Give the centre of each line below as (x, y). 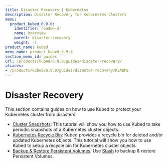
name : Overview (30, 33)
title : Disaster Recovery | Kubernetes (47, 10)
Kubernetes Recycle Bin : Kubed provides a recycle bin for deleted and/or (88, 135)
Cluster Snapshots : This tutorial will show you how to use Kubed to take (86, 124)
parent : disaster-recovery (42, 38)
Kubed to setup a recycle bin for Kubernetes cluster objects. (74, 145)
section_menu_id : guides (31, 56)
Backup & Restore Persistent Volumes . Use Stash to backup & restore (84, 150)
